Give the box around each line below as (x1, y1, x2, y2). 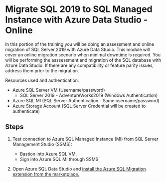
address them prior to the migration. (5, 67, 79, 73)
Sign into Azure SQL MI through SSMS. (19, 156, 100, 162)
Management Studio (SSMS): (12, 141, 72, 147)
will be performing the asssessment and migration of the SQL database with (5, 57, 162, 63)
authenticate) (12, 108, 40, 114)
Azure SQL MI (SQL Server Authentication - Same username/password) (12, 97, 160, 103)
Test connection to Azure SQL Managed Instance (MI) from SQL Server (12, 136, 159, 142)
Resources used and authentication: (5, 77, 79, 83)
